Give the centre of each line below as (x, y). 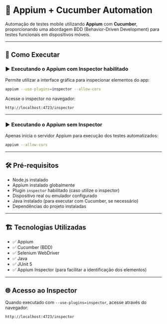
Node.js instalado (30, 180)
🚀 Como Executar (33, 55)
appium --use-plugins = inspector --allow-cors (53, 89)
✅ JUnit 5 (22, 264)
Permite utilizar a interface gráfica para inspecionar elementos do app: (78, 80)
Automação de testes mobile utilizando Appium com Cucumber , (71, 24)
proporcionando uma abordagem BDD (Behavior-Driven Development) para (83, 29)
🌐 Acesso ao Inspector (41, 290)
